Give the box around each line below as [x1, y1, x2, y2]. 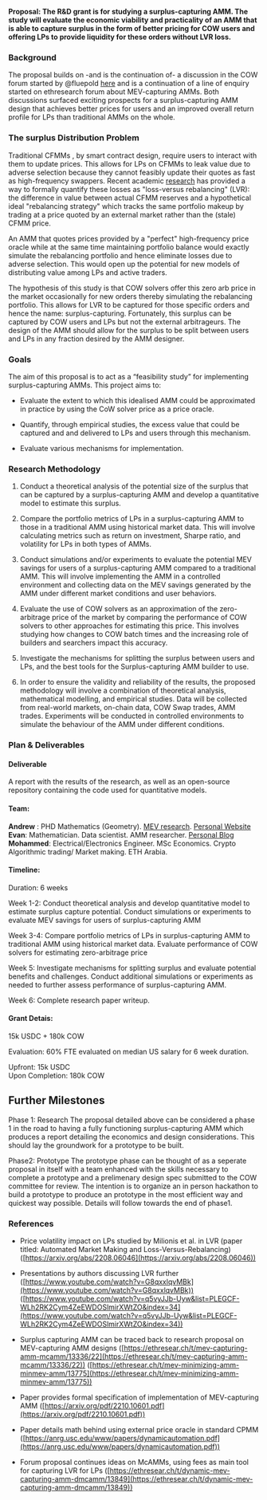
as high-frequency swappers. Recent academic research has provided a [8, 175, 245, 186]
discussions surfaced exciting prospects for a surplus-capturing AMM [8, 96, 239, 105]
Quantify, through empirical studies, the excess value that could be [19, 419, 240, 429]
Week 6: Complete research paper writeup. [8, 995, 150, 1005]
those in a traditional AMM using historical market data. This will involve [19, 522, 256, 532]
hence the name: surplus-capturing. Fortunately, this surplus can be [8, 308, 232, 318]
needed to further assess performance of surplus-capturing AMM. [8, 980, 227, 989]
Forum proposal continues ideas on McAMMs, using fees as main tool [19, 1458, 249, 1467]
